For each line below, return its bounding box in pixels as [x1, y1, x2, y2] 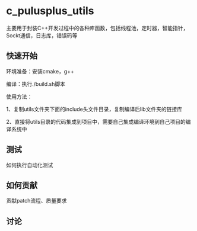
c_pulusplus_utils [6, 4, 94, 18]
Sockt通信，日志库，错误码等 [6, 31, 78, 39]
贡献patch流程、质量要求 [6, 197, 67, 204]
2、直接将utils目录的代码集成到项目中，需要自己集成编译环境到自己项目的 [6, 118, 186, 125]
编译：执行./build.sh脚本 [6, 80, 65, 87]
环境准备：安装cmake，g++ [6, 68, 74, 75]
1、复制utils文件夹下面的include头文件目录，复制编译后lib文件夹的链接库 [6, 105, 183, 113]
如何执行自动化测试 [6, 161, 53, 168]
